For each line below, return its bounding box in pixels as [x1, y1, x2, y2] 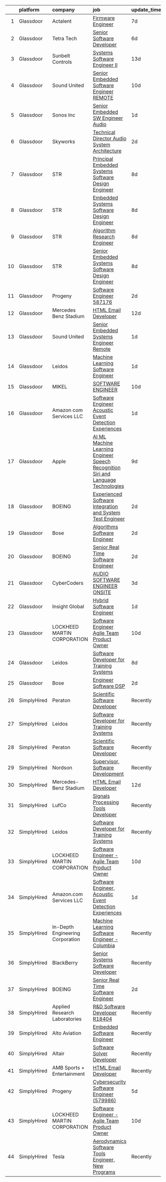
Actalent [52, 18, 72, 24]
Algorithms [92, 524, 119, 530]
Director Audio [92, 135, 127, 142]
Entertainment [52, 1070, 85, 1077]
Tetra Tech [52, 35, 78, 41]
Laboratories [52, 1016, 82, 1022]
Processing [92, 799, 120, 806]
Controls [52, 59, 73, 65]
